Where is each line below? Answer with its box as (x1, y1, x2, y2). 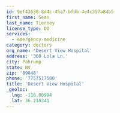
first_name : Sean (6, 14, 50, 20)
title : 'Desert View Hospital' (6, 81, 85, 87)
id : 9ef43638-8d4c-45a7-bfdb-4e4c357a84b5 (6, 8, 114, 15)
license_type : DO (6, 25, 50, 32)
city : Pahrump (6, 59, 42, 65)
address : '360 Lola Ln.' (6, 53, 68, 59)
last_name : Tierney (6, 20, 55, 26)
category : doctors (6, 42, 52, 48)
